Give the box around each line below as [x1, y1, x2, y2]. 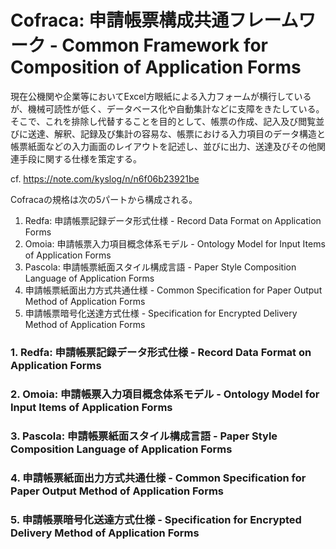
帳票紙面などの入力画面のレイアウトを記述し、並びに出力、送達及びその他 [10, 140, 317, 152]
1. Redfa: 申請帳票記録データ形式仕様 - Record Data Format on [10, 345, 312, 359]
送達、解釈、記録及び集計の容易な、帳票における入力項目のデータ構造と [27, 127, 326, 140]
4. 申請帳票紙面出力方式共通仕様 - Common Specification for [10, 471, 307, 485]
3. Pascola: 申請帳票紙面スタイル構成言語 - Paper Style [10, 429, 278, 443]
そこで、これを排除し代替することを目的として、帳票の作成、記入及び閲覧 [10, 115, 317, 127]
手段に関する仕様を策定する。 [18, 152, 142, 165]
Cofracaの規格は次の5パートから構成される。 [10, 193, 198, 205]
